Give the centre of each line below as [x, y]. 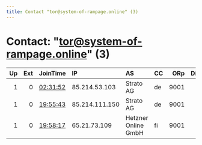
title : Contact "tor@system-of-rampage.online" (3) [72, 12]
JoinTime [52, 73]
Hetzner [137, 117]
